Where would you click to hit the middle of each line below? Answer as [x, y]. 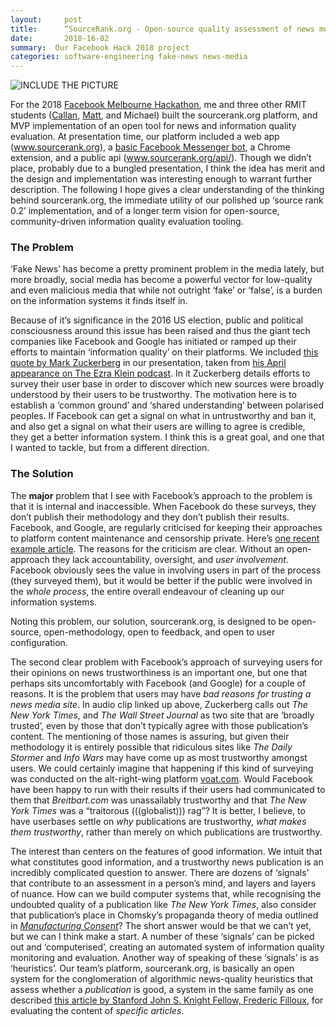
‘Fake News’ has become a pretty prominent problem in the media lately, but [167, 269]
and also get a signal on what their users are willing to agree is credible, [158, 427]
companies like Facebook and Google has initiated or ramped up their [153, 342]
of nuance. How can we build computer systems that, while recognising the [166, 893]
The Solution [42, 474]
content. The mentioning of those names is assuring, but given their [150, 736]
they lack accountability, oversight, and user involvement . [170, 559]
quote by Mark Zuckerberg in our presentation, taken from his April [148, 363]
